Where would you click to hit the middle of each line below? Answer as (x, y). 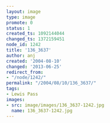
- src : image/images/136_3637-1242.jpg (55, 105)
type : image (21, 17)
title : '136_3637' (29, 50)
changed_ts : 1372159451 (35, 39)
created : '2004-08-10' (34, 61)
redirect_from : (25, 72)
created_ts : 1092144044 (35, 34)
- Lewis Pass (22, 94)
